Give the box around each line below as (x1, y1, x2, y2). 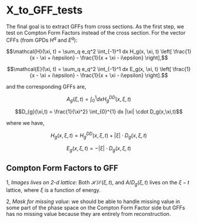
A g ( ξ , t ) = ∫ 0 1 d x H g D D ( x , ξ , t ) (66, 94, 131, 104)
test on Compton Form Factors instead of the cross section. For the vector (6, 29, 186, 36)
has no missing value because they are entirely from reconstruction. (6, 210, 171, 217)
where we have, (6, 120, 45, 127)
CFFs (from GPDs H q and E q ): (6, 35, 78, 43)
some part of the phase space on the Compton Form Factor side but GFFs (6, 204, 185, 211)
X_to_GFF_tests (6, 4, 83, 17)
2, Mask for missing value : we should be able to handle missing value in (6, 198, 181, 205)
